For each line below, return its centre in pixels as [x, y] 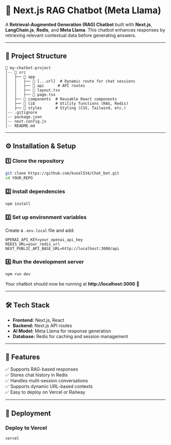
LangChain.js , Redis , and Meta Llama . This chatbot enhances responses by [85, 30]
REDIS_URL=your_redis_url [33, 244]
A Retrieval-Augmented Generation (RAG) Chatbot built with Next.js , [79, 24]
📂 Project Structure [36, 56]
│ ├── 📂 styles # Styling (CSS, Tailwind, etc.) [66, 108]
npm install [18, 204]
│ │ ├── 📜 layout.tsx [33, 90]
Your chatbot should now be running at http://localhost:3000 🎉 [73, 284]
